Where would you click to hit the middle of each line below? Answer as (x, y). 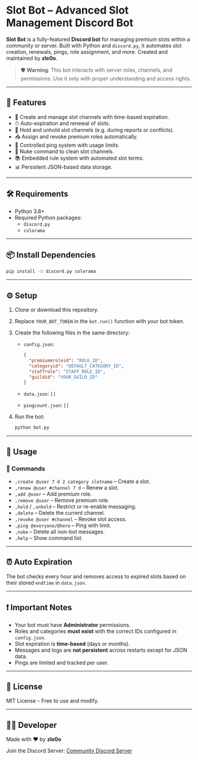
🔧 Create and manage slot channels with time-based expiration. (92, 117)
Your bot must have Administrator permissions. (72, 624)
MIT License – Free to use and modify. (52, 701)
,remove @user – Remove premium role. (62, 500)
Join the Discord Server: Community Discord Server (69, 751)
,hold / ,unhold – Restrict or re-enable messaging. (75, 506)
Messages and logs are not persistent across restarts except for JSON (101, 650)
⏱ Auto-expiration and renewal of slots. (62, 123)
